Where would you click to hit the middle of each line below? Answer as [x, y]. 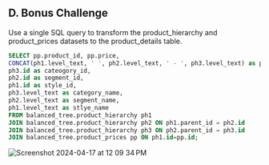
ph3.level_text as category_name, [66, 93]
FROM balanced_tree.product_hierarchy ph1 [80, 115]
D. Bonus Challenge [58, 13]
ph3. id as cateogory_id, [50, 70]
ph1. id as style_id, [43, 86]
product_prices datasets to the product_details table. [95, 41]
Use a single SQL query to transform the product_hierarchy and [113, 32]
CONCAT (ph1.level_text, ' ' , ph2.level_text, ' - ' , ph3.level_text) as [132, 63]
